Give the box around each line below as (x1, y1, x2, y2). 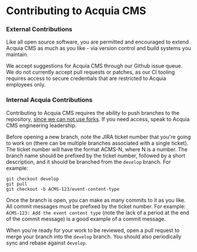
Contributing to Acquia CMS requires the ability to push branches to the (6, 109, 180, 116)
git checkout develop (6, 175, 59, 182)
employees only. (6, 81, 46, 88)
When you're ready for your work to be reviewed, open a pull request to (6, 227, 180, 234)
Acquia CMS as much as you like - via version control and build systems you (6, 45, 191, 52)
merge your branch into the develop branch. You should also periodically (6, 233, 182, 240)
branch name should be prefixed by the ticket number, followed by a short (6, 152, 185, 159)
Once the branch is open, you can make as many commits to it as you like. (6, 196, 186, 204)
